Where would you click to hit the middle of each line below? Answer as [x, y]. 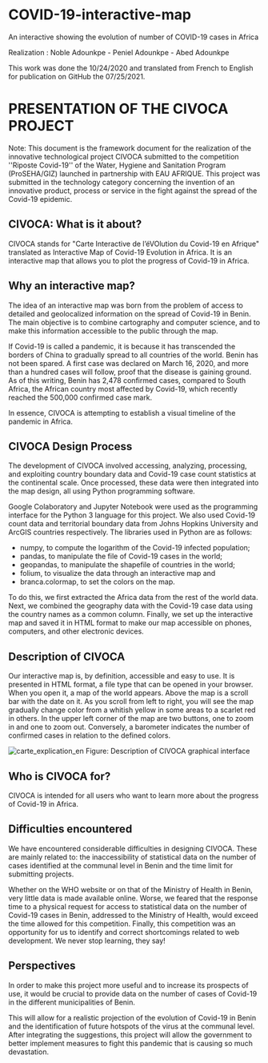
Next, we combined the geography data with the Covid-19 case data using [131, 606]
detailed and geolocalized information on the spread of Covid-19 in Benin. [130, 313]
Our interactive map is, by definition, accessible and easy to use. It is [122, 676]
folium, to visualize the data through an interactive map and [118, 574]
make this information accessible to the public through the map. [113, 331]
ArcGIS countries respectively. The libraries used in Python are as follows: [130, 532]
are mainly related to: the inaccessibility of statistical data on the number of [132, 857]
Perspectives [42, 966]
